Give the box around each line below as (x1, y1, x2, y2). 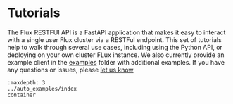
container (7, 91, 37, 98)
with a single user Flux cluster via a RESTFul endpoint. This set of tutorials (7, 35, 222, 44)
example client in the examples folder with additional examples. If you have (7, 58, 225, 66)
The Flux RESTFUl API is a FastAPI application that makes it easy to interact (7, 28, 226, 37)
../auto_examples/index (7, 85, 77, 92)
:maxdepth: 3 (7, 79, 46, 86)
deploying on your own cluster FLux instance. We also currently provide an (7, 51, 225, 59)
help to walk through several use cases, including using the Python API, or (7, 43, 223, 51)
